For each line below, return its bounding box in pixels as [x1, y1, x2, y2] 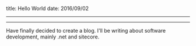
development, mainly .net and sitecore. [6, 33, 100, 40]
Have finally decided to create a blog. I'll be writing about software [6, 27, 166, 34]
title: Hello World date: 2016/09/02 [6, 5, 89, 12]
